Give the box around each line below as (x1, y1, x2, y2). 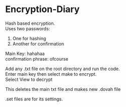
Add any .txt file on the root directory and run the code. (5, 66, 120, 72)
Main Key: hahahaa (5, 50, 45, 57)
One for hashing (12, 35, 46, 41)
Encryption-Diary (5, 4, 80, 15)
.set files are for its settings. (5, 96, 63, 102)
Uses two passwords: (5, 25, 50, 31)
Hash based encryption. (5, 20, 55, 26)
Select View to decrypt (5, 76, 53, 82)
